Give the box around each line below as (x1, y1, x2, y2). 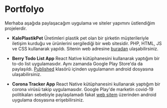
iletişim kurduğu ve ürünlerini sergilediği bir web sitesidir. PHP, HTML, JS (11, 40, 162, 46)
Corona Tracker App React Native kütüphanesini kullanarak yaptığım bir (11, 81, 160, 87)
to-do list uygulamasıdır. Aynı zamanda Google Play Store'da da (11, 60, 143, 66)
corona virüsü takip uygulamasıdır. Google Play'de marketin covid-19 (11, 86, 153, 92)
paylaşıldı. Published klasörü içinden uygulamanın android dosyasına (11, 66, 153, 72)
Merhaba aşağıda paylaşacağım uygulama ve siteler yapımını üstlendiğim (4, 20, 155, 26)
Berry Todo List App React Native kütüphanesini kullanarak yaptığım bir (11, 55, 160, 61)
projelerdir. (4, 25, 27, 31)
